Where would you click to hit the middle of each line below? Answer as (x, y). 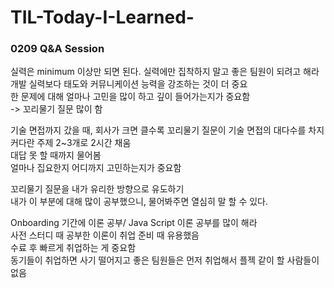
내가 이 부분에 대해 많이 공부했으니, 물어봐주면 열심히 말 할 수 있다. (139, 202)
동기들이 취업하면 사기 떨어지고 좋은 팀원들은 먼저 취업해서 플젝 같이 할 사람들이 (165, 260)
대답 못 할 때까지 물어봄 (56, 155)
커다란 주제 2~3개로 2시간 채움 (71, 143)
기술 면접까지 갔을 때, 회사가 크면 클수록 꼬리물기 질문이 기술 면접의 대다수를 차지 (167, 130)
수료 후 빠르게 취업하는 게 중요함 (73, 248)
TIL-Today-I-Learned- (102, 17)
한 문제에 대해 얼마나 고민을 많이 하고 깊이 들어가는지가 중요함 (130, 97)
